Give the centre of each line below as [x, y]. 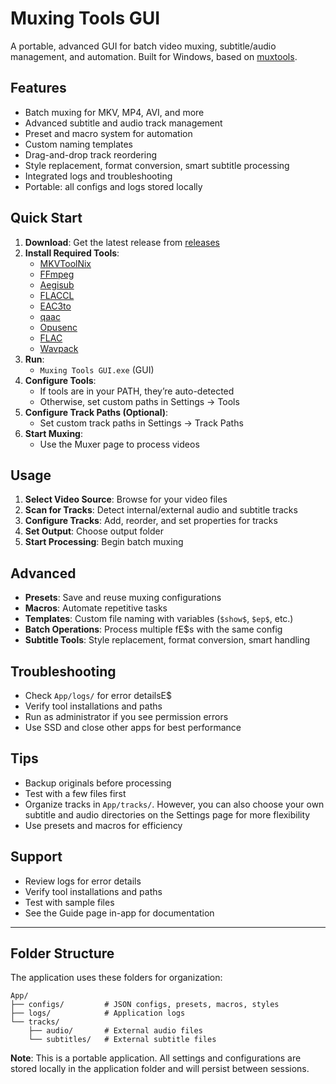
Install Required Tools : [72, 253]
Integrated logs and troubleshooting [98, 176]
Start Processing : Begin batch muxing [104, 542]
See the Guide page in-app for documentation [119, 913]
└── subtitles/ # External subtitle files [122, 1040]
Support [36, 857]
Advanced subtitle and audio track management [123, 123]
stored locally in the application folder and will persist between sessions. [160, 1069]
